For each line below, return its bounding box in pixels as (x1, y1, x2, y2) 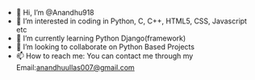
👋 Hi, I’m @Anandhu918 (15, 8, 94, 17)
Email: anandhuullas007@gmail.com (15, 63, 135, 72)
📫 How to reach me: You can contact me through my (15, 51, 194, 61)
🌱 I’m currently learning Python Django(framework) (15, 33, 186, 43)
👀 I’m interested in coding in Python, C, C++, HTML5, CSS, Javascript (15, 16, 248, 26)
